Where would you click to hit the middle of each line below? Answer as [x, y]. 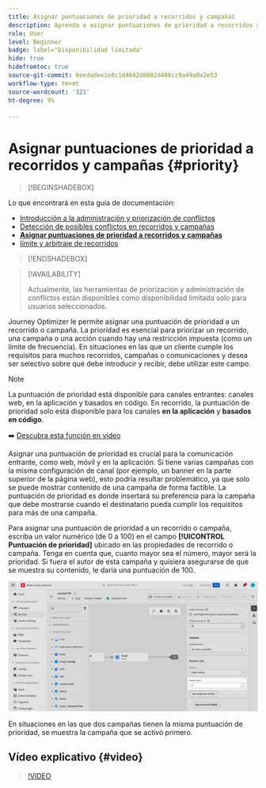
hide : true [26, 59]
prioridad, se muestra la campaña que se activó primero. [101, 732]
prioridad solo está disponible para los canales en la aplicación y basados [130, 411]
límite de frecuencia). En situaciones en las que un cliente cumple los [121, 347]
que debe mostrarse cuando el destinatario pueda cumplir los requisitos [125, 504]
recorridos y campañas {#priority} [124, 166]
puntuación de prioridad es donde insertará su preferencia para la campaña [132, 496]
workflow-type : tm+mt [44, 83]
